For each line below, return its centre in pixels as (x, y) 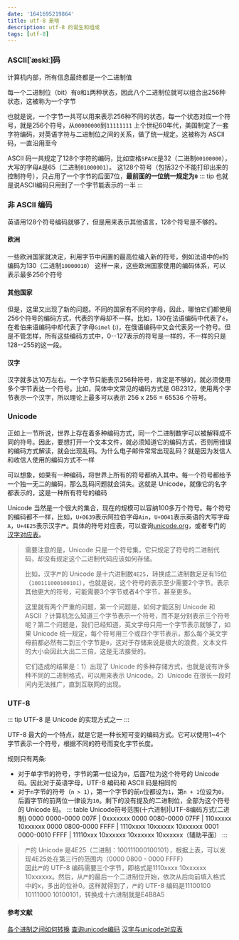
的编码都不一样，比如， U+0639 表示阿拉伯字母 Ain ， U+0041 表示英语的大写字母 (118, 517)
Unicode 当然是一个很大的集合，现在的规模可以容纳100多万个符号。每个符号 (119, 507)
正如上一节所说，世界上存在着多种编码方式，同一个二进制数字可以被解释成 (116, 433)
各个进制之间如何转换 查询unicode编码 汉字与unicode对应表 (95, 929)
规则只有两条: (27, 759)
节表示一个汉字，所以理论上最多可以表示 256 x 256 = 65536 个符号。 (109, 398)
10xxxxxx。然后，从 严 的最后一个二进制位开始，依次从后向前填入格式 (125, 877)
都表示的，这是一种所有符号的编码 (57, 492)
